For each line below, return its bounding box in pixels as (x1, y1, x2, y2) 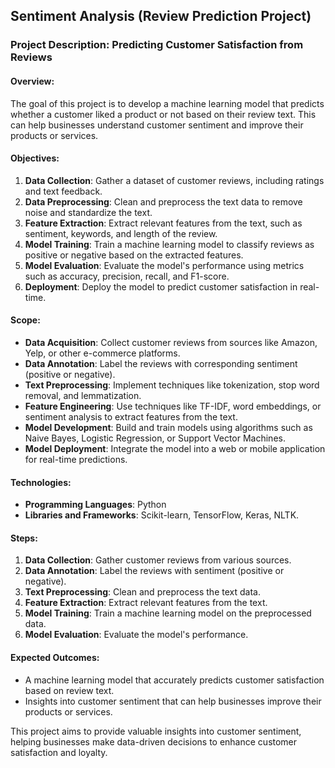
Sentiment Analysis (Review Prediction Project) (10, 8, 312, 25)
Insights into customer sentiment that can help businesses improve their (24, 695, 322, 707)
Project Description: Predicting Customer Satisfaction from (10, 38, 304, 52)
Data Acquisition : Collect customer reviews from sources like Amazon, (24, 336, 318, 348)
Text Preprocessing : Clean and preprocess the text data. (24, 586, 261, 598)
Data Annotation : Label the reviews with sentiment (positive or (24, 565, 285, 577)
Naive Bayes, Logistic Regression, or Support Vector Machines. (24, 432, 286, 444)
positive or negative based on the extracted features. (24, 249, 244, 261)
